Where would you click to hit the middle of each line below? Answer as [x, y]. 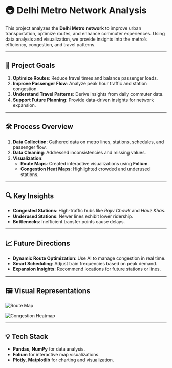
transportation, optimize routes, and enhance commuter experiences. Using [85, 33]
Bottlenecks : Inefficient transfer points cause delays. [69, 222]
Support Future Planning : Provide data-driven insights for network [83, 100]
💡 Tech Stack [27, 336]
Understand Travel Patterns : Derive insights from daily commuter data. [88, 94]
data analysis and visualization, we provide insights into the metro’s [76, 39]
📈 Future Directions [38, 243]
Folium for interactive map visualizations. [56, 354]
